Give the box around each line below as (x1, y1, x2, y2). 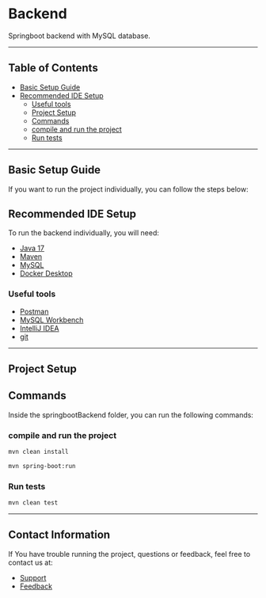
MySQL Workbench (19, 314, 84, 325)
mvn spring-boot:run (8, 463, 77, 470)
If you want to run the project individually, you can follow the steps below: (8, 184, 249, 194)
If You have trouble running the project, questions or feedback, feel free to (8, 549, 251, 558)
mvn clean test (8, 499, 59, 507)
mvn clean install (8, 448, 69, 456)
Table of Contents (8, 61, 99, 75)
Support (19, 573, 47, 582)
